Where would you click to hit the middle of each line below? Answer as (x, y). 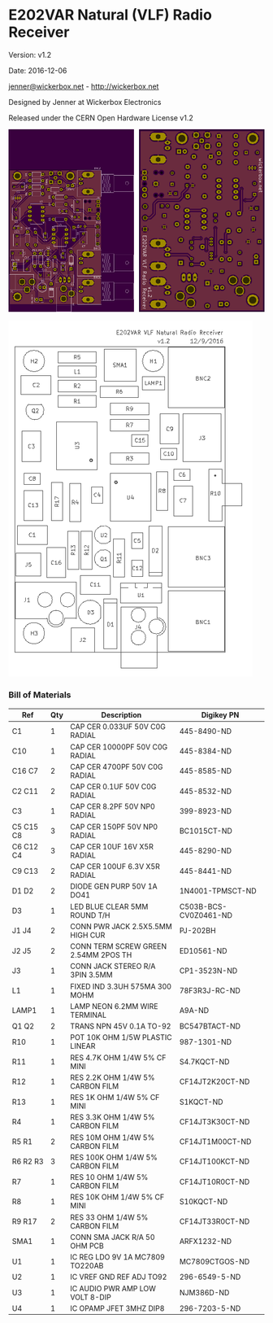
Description (121, 715)
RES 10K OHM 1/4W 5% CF (117, 1197)
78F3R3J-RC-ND (210, 991)
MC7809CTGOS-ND (214, 1261)
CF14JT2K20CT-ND (214, 1082)
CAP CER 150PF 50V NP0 (114, 827)
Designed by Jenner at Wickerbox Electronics (85, 102)
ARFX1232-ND (206, 1242)
